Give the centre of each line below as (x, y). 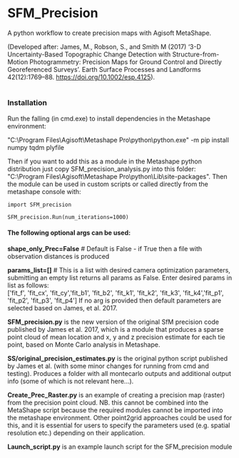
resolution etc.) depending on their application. (76, 432)
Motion (18, 61)
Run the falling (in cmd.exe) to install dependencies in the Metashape (109, 118)
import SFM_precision (40, 205)
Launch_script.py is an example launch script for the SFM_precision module (120, 447)
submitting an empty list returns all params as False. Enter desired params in (120, 278)
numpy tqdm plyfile (36, 147)
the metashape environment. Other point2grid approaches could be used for (120, 417)
